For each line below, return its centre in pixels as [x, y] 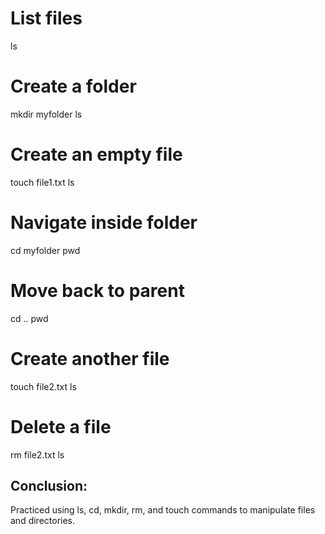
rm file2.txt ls [37, 454]
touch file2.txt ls [43, 386]
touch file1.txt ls [42, 182]
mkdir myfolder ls [46, 114]
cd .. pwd [29, 318]
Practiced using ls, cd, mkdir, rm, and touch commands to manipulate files [163, 510]
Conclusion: [49, 485]
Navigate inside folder [104, 223]
